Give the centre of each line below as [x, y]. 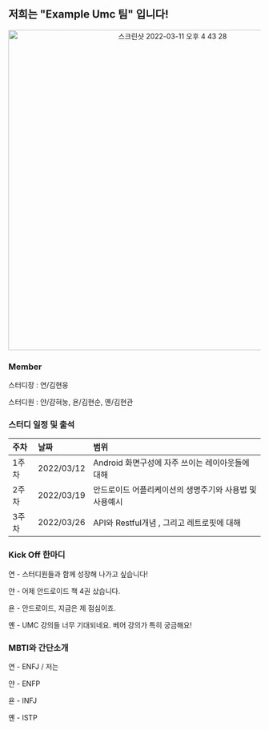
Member [25, 367]
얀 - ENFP [24, 684]
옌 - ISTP [23, 718]
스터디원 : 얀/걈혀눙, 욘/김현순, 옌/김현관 [71, 402]
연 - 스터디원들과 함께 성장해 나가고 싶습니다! [78, 574]
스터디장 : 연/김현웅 [38, 385]
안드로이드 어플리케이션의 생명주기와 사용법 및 [175, 490]
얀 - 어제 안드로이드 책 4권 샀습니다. [64, 591]
